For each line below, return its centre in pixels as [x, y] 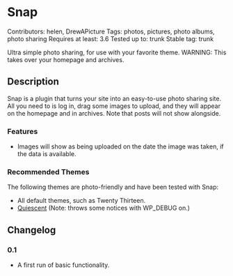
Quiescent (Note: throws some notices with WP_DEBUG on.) [103, 208]
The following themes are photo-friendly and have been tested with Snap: [113, 187]
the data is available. [47, 154]
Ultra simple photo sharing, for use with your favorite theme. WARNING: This [117, 52]
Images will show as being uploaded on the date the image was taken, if [120, 146]
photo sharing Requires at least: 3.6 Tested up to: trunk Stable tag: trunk [111, 38]
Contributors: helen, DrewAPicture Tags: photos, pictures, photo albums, [111, 31]
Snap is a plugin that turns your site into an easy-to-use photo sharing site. [114, 98]
